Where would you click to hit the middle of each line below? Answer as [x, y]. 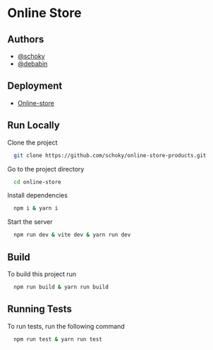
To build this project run [42, 273]
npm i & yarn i [36, 208]
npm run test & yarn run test [58, 339]
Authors [26, 39]
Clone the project [32, 142]
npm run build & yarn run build [61, 287]
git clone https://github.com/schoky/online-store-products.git [110, 155]
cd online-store [37, 182]
